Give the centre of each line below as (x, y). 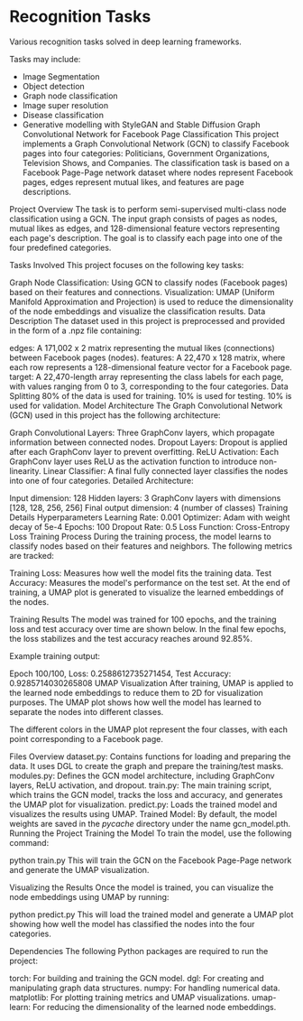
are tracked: (32, 555)
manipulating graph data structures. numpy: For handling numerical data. (145, 988)
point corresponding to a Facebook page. (87, 738)
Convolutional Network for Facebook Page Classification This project (151, 134)
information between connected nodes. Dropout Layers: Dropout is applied (149, 442)
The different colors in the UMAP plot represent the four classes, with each (149, 729)
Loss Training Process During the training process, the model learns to (141, 536)
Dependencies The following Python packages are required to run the (139, 951)
